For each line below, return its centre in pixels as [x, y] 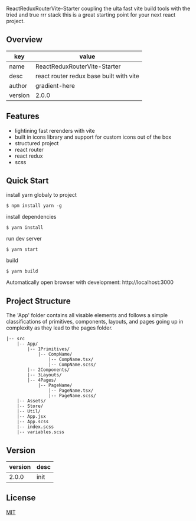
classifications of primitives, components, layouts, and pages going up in [95, 322]
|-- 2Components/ [48, 370]
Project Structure [38, 301]
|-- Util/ [29, 411]
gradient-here [55, 85]
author [18, 85]
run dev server [24, 239]
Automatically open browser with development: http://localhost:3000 [90, 282]
